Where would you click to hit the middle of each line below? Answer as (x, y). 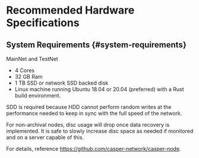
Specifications (43, 23)
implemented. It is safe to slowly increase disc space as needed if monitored (100, 131)
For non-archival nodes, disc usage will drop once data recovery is (88, 125)
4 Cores (24, 70)
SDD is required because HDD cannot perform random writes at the (89, 107)
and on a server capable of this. (45, 137)
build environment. (38, 96)
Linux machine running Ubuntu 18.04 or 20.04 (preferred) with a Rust (99, 89)
